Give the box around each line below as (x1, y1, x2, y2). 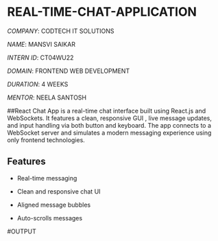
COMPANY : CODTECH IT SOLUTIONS (7, 27, 114, 35)
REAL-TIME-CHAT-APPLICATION (7, 4, 197, 20)
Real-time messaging (16, 174, 77, 182)
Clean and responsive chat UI (16, 187, 101, 196)
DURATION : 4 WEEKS (7, 80, 69, 88)
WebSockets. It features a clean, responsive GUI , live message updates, (7, 114, 213, 122)
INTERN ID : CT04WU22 (7, 53, 74, 62)
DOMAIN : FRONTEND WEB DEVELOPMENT (7, 67, 130, 75)
